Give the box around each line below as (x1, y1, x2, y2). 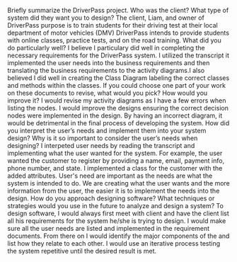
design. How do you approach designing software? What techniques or (7, 194, 215, 203)
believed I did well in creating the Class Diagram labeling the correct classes (7, 74, 230, 82)
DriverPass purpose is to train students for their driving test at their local (7, 21, 218, 29)
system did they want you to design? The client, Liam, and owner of (7, 13, 205, 22)
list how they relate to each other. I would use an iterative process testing (7, 239, 221, 247)
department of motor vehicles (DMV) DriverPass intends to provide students (7, 28, 230, 37)
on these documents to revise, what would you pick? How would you (7, 89, 208, 97)
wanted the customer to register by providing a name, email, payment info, (7, 156, 225, 165)
